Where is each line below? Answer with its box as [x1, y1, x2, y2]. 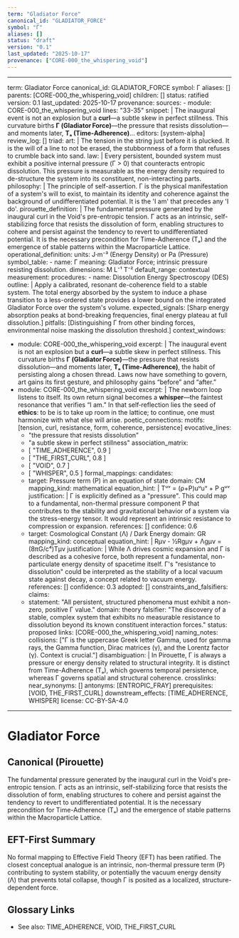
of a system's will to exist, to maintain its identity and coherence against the [7, 189, 230, 198]
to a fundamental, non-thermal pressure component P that [28, 499, 200, 508]
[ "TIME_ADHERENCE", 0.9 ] [28, 445, 112, 454]
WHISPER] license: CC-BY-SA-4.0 [28, 696, 129, 705]
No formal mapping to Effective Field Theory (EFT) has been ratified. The [7, 852, 222, 861]
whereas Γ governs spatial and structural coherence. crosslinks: [28, 673, 217, 682]
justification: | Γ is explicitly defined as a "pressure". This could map [28, 491, 228, 500]
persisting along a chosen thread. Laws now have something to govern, [17, 370, 228, 378]
